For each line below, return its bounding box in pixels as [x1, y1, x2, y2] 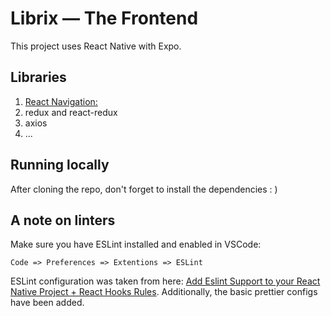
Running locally [10, 157, 110, 174]
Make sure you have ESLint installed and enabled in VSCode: [10, 238, 262, 251]
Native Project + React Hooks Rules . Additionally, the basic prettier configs [10, 286, 318, 298]
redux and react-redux [24, 106, 118, 118]
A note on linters [10, 212, 116, 229]
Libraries [10, 69, 67, 86]
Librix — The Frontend [10, 7, 199, 30]
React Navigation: [24, 95, 98, 107]
